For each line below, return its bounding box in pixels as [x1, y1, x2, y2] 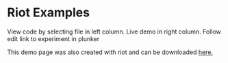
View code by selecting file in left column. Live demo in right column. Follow [7, 27, 221, 36]
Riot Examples [7, 5, 90, 21]
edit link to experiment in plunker [7, 34, 100, 42]
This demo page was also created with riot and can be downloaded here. [7, 48, 214, 56]
